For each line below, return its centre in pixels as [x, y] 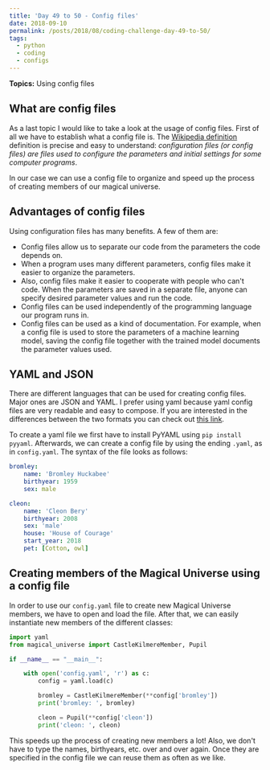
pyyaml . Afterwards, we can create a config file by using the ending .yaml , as [136, 444]
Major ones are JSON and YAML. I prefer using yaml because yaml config [131, 402]
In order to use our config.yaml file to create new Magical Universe [120, 605]
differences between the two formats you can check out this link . [117, 420]
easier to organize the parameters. [78, 272]
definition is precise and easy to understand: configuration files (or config [131, 145]
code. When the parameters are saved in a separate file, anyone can [134, 289]
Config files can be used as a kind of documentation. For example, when [141, 323]
